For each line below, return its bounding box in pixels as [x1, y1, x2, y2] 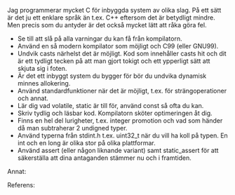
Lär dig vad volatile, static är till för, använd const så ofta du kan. [17, 102, 204, 109]
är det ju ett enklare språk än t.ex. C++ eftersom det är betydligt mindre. [7, 13, 215, 22]
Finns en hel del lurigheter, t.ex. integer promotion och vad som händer [17, 116, 223, 125]
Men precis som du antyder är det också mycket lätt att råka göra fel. [7, 21, 207, 29]
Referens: [7, 181, 35, 189]
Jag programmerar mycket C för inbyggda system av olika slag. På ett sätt [7, 6, 222, 14]
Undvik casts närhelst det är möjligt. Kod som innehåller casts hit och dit [17, 49, 227, 58]
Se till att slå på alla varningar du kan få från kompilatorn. [17, 34, 182, 43]
